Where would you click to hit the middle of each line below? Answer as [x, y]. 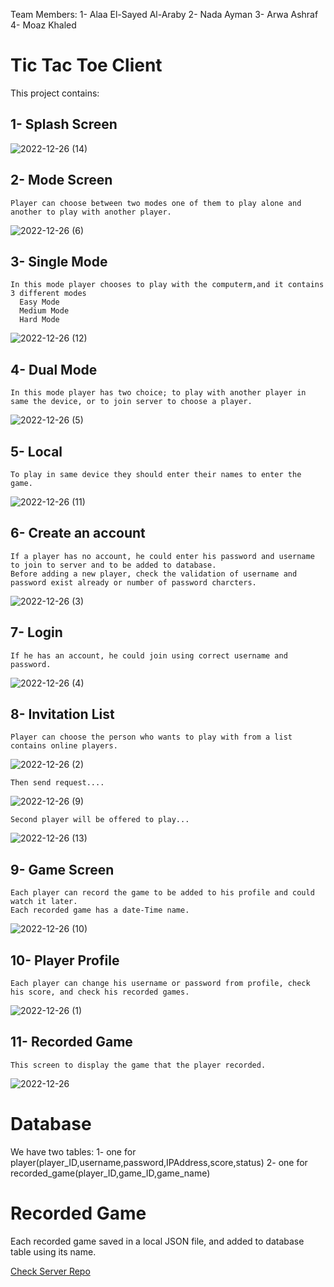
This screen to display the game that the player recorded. [138, 1065]
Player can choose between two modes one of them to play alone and [156, 203]
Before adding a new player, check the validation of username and [154, 574]
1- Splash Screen [64, 124]
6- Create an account [78, 533]
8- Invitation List [62, 714]
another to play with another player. [91, 212]
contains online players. [64, 746]
